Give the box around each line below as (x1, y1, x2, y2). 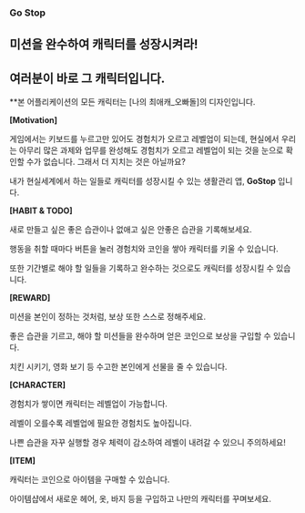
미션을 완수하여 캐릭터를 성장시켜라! (9, 36, 198, 52)
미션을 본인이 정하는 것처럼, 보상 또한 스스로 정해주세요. (9, 312, 207, 323)
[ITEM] (9, 456, 36, 467)
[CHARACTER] (9, 380, 66, 391)
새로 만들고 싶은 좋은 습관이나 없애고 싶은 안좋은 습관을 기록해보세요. (9, 224, 252, 235)
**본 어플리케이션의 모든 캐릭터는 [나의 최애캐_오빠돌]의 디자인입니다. (9, 97, 256, 108)
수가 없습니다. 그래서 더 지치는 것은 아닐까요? (25, 157, 187, 168)
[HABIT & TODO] (9, 205, 73, 216)
